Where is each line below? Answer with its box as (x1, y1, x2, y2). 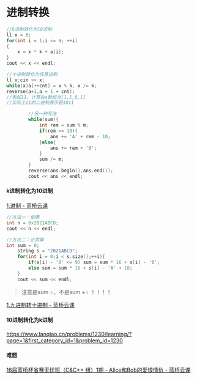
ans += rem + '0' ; (50, 145, 97, 151)
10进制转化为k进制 (6, 316, 53, 324)
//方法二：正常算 (6, 237, 44, 243)
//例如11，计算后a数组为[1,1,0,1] (6, 94, 86, 100)
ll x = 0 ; (6, 32, 32, 38)
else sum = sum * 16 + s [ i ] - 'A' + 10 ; (28, 265, 133, 271)
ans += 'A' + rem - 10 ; (50, 133, 111, 139)
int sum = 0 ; (6, 242, 40, 248)
